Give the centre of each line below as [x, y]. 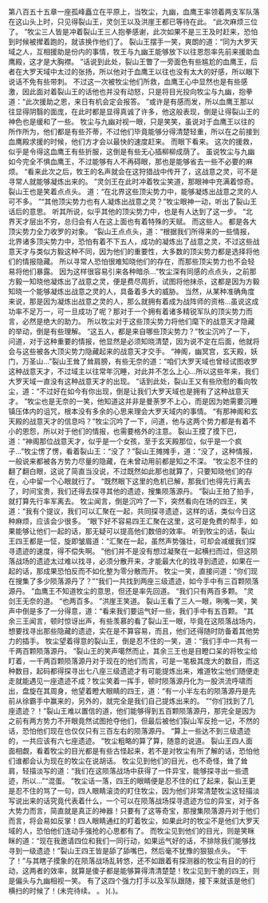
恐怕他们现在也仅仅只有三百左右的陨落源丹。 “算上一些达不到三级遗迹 [136, 731]
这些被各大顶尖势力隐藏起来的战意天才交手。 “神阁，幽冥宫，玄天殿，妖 [140, 351]
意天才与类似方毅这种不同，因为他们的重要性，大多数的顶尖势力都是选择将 [130, 251]
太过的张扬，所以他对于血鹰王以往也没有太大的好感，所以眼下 [158, 72]
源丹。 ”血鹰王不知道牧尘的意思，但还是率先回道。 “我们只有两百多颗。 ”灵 [131, 591]
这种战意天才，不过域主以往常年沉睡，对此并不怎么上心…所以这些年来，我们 [134, 371]
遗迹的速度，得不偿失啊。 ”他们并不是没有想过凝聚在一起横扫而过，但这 [133, 551]
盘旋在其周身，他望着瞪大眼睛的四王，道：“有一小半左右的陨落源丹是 [136, 691]
